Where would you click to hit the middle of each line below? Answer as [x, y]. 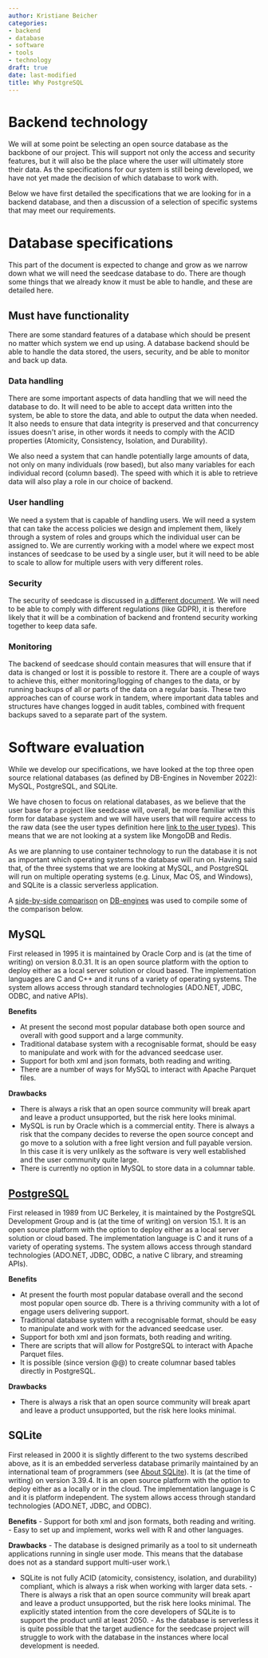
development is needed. [59, 1645]
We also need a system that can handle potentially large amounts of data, [129, 456]
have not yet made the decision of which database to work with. [114, 178]
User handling [36, 503]
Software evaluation [77, 747]
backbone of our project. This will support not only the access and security [132, 153]
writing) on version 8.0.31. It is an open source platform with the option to [128, 962]
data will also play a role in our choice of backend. [91, 482]
